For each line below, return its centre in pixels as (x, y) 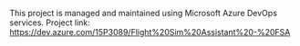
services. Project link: (50, 23)
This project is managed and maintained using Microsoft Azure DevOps (144, 13)
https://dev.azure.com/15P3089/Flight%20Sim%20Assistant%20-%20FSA (150, 32)
